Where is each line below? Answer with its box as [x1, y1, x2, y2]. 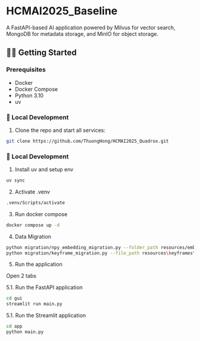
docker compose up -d [6, 222, 60, 228]
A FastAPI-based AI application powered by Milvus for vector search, [6, 24, 176, 31]
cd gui [6, 296, 23, 302]
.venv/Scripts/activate [6, 199, 65, 205]
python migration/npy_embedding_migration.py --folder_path [6, 244, 159, 250]
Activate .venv [14, 188, 51, 195]
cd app [6, 324, 23, 330]
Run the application [14, 261, 62, 268]
